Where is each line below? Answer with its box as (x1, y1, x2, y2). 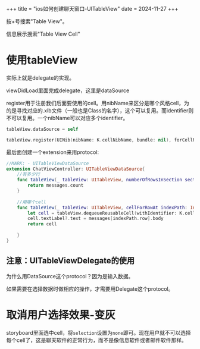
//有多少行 (17, 171, 40, 177)
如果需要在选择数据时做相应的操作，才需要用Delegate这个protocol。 (6, 285, 174, 293)
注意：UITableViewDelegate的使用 (6, 256, 135, 266)
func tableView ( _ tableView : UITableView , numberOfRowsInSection (17, 177, 183, 183)
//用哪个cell (17, 199, 46, 205)
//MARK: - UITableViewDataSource (6, 160, 89, 166)
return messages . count (27, 183, 84, 188)
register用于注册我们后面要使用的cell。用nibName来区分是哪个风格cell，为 (6, 99, 189, 106)
